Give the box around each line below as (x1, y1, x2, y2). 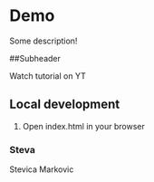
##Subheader (9, 53, 62, 63)
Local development (9, 97, 120, 112)
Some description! (9, 35, 78, 46)
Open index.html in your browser (22, 120, 145, 131)
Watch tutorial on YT (9, 70, 86, 81)
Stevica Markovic (9, 164, 74, 175)
